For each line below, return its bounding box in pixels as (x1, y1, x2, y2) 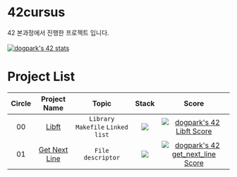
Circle (11, 98, 32, 108)
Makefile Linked (75, 123, 128, 131)
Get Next (38, 145, 68, 154)
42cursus (7, 4, 66, 20)
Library (89, 114, 115, 123)
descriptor (83, 153, 121, 161)
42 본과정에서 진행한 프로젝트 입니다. (7, 28, 109, 37)
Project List (7, 68, 75, 85)
